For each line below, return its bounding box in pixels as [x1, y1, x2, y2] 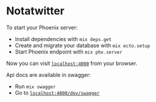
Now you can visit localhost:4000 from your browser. [6, 60, 137, 67]
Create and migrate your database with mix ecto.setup [14, 42, 151, 49]
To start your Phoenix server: [6, 24, 78, 31]
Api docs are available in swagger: [6, 71, 91, 78]
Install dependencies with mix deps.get [14, 35, 112, 42]
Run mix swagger [14, 82, 56, 90]
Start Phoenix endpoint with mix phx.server [14, 48, 123, 55]
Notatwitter [6, 4, 65, 18]
